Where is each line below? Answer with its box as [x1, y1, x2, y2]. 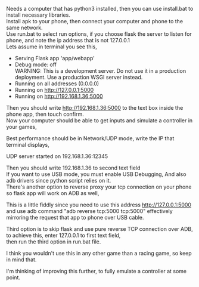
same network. [6, 24, 43, 31]
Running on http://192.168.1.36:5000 [14, 92, 103, 100]
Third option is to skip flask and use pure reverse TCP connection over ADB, [6, 226, 193, 232]
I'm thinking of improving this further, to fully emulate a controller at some [6, 268, 187, 274]
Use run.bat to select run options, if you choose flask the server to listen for [6, 30, 192, 38]
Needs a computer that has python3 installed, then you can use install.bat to [6, 5, 194, 12]
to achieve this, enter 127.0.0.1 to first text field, [6, 232, 121, 239]
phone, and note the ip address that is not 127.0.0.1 [6, 37, 130, 44]
